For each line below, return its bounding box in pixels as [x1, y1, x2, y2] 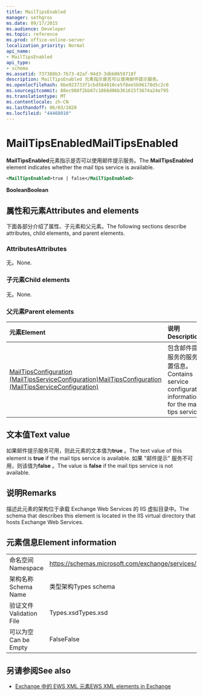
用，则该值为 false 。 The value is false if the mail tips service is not [6, 462, 173, 469]
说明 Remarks [6, 488, 57, 498]
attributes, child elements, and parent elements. [6, 229, 125, 237]
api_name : [6, 48, 31, 54]
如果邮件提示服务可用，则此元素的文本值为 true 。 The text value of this [6, 447, 182, 454]
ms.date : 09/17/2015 [6, 20, 59, 26]
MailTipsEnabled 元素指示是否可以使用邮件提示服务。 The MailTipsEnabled [6, 157, 193, 164]
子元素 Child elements [6, 276, 71, 284]
